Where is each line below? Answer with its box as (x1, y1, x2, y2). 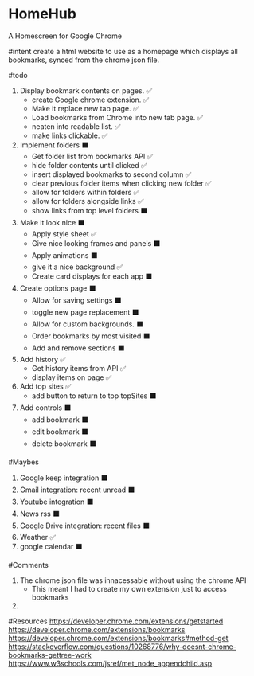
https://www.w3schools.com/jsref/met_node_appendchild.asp (8, 658, 213, 668)
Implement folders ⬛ (19, 140, 89, 150)
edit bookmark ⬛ (31, 427, 89, 436)
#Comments (8, 560, 49, 569)
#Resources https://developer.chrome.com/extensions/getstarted (8, 616, 224, 626)
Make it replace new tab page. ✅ (31, 104, 139, 113)
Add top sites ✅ (19, 381, 72, 391)
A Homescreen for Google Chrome (8, 31, 122, 41)
